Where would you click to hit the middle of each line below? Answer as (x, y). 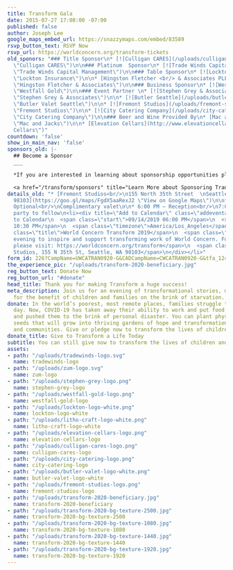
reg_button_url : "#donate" (46, 278)
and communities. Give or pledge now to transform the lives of (108, 329)
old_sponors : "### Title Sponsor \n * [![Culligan (79, 59)
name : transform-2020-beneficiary (63, 504)
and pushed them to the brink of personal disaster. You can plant (113, 317)
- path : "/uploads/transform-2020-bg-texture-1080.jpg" (89, 523)
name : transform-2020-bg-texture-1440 (70, 543)
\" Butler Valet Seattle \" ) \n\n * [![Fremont (77, 104)
